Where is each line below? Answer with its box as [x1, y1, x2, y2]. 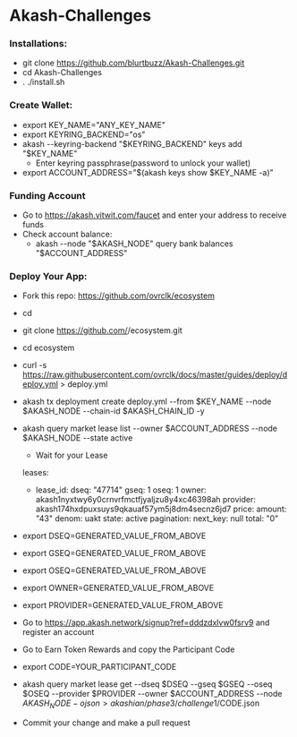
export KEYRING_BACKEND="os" [21, 129, 146, 140]
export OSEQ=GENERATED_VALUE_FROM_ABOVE [21, 565, 208, 576]
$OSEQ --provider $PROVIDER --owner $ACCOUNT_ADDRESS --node [21, 689, 283, 699]
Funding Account [9, 189, 87, 201]
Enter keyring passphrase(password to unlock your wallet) [35, 158, 251, 168]
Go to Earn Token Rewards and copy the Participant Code [21, 644, 235, 655]
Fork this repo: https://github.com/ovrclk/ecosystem [21, 290, 215, 301]
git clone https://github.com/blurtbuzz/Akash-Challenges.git [21, 57, 245, 68]
